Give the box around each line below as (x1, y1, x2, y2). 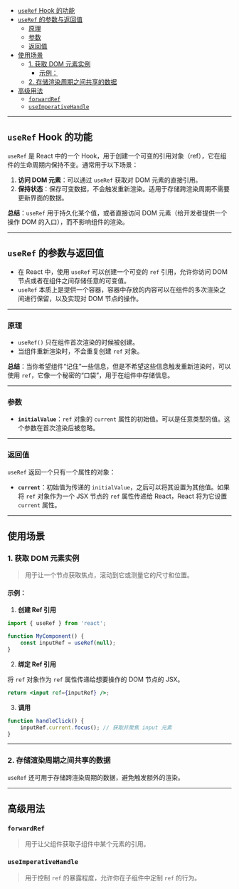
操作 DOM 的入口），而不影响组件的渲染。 (7, 217, 129, 226)
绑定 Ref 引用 (17, 659, 57, 669)
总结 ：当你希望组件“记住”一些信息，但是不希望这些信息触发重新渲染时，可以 (7, 362, 231, 370)
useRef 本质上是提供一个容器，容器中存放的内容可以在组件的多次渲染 (17, 285, 220, 294)
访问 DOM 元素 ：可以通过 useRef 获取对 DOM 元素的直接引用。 (17, 176, 202, 184)
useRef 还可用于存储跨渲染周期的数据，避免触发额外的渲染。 (7, 773, 184, 781)
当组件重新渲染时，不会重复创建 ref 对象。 (17, 347, 144, 355)
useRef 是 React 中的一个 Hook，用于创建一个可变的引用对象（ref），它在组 (7, 151, 227, 160)
